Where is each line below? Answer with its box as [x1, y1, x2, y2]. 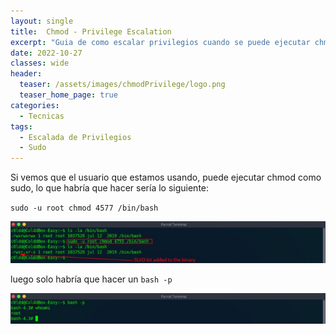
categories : [10, 100, 60, 110]
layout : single [10, 16, 74, 26]
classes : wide [10, 58, 70, 69]
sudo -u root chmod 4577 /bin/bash [10, 203, 159, 214]
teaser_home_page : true [19, 90, 118, 100]
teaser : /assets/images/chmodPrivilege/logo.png [19, 80, 226, 90]
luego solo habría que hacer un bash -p [10, 273, 173, 285]
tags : [10, 121, 33, 132]
